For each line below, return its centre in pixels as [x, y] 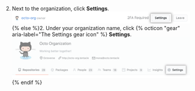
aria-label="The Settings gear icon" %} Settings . [72, 34]
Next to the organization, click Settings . [60, 9]
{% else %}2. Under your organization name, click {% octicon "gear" [96, 28]
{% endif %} [27, 83]
